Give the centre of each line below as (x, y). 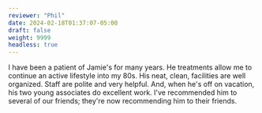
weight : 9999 (30, 38)
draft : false (30, 30)
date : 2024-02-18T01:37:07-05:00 (63, 23)
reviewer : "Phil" (37, 15)
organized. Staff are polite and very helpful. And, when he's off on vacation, (131, 85)
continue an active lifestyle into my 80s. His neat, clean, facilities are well (127, 76)
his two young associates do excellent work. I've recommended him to (123, 92)
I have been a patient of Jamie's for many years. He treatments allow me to (130, 67)
